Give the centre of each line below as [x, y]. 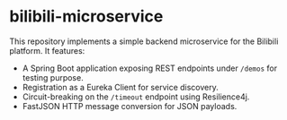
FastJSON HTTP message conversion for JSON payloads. [130, 106]
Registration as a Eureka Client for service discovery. [120, 87]
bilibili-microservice [86, 17]
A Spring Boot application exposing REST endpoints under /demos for [149, 68]
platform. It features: [47, 50]
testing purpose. [53, 77]
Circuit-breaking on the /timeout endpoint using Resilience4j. [136, 97]
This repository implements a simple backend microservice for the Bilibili [144, 41]
